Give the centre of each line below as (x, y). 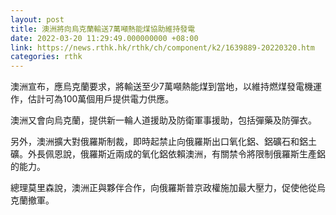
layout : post (37, 19)
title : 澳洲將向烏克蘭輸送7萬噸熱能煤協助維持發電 (103, 29)
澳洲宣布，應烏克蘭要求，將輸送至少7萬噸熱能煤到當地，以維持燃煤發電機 (161, 87)
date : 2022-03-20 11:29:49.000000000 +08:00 (104, 38)
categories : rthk (46, 57)
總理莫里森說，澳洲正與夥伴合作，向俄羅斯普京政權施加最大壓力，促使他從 (163, 188)
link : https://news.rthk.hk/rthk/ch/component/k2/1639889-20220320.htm (162, 47)
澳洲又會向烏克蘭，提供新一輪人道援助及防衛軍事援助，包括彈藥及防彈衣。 (163, 120)
